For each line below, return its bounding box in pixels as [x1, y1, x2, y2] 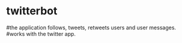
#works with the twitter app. [6, 30, 76, 37]
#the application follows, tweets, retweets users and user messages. [6, 24, 176, 31]
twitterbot [6, 4, 58, 18]
